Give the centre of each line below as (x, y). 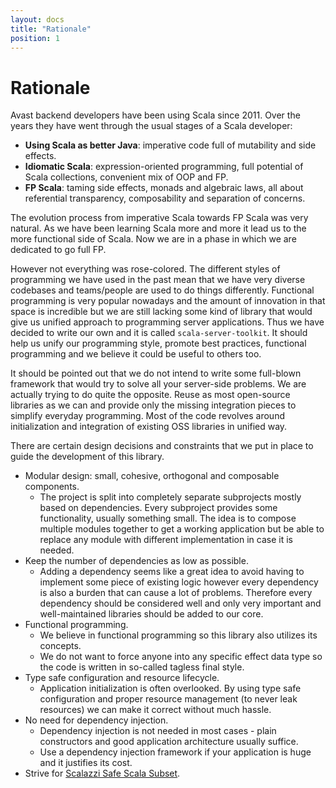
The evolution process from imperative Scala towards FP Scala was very (159, 218)
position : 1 (35, 38)
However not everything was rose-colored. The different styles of (145, 269)
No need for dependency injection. (96, 720)
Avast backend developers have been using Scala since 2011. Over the (155, 115)
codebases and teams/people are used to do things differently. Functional (162, 290)
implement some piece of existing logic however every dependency (179, 582)
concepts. (60, 646)
